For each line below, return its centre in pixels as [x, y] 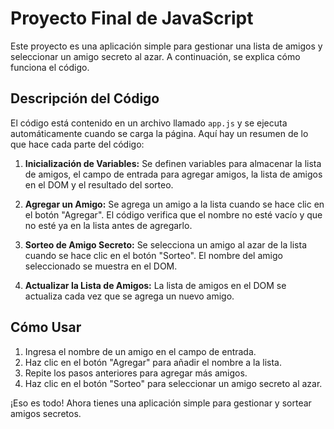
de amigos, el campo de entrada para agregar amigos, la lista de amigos [173, 174]
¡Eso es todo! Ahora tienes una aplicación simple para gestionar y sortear [161, 403]
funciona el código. [50, 67]
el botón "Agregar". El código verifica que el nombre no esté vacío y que [173, 214]
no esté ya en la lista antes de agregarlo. [108, 225]
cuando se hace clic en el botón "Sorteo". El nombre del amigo [153, 255]
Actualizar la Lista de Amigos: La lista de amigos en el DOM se [155, 285]
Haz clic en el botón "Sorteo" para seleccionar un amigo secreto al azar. [173, 383]
